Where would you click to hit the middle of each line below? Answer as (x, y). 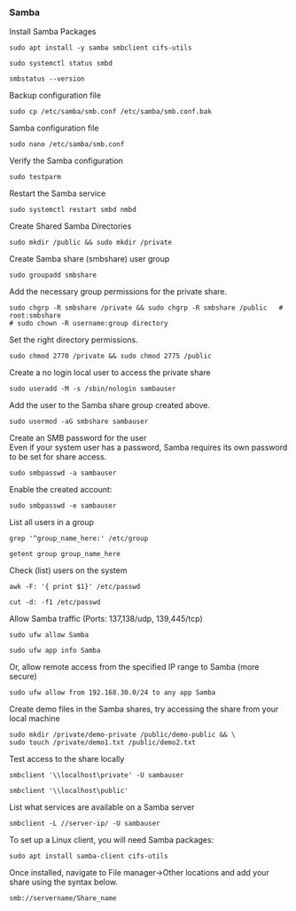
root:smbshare (35, 316)
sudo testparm (35, 177)
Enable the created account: (61, 490)
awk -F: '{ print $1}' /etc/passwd (75, 587)
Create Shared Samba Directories (70, 226)
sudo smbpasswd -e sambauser (63, 506)
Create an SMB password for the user (78, 438)
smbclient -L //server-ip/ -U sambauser (85, 824)
